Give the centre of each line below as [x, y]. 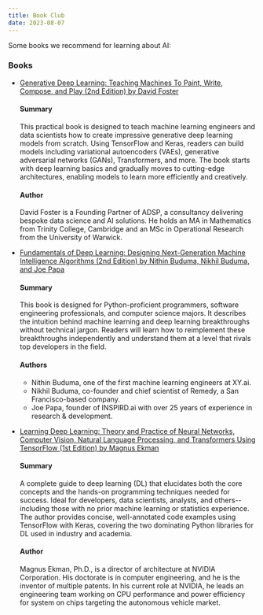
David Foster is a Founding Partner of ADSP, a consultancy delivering [131, 213]
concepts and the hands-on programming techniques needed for [124, 491]
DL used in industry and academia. [76, 533]
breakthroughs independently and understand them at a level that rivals [135, 339]
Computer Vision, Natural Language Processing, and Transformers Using [137, 439]
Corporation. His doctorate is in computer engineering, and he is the [130, 578]
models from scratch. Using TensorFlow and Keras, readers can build [131, 143]
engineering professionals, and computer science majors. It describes [133, 313]
